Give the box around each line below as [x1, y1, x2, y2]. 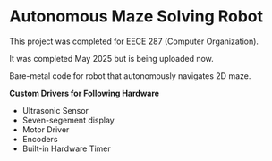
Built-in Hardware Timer [21, 143, 112, 154]
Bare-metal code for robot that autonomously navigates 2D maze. [9, 70, 251, 81]
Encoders [21, 133, 58, 144]
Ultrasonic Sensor [21, 105, 89, 115]
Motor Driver [21, 123, 70, 135]
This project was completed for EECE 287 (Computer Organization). [9, 36, 259, 47]
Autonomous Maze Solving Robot [9, 6, 264, 27]
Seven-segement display [21, 114, 115, 125]
